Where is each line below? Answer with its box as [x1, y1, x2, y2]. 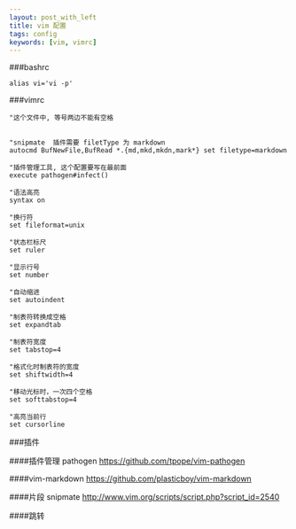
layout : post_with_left [9, 12, 97, 22]
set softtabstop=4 [9, 395, 77, 404]
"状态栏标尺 [9, 238, 47, 247]
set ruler [9, 245, 46, 255]
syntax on [9, 196, 46, 205]
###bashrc [9, 62, 50, 73]
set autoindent [9, 296, 66, 305]
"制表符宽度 [9, 338, 47, 346]
